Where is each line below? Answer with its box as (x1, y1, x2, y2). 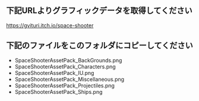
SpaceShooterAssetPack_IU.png (14, 69, 94, 76)
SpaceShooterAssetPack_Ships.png (14, 88, 103, 95)
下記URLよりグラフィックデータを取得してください (6, 5, 192, 16)
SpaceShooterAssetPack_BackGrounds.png (14, 56, 122, 64)
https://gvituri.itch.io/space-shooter (6, 21, 94, 29)
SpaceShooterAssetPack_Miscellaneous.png (14, 75, 125, 83)
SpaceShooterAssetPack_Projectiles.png (14, 82, 115, 89)
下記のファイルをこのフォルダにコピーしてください (6, 40, 193, 50)
